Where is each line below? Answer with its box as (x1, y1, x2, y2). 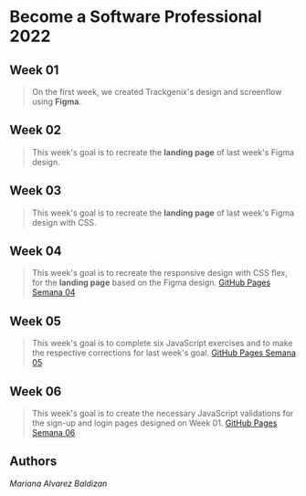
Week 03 (9, 183, 62, 198)
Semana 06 (31, 427, 76, 438)
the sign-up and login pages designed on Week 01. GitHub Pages (31, 417, 278, 428)
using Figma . (31, 96, 82, 107)
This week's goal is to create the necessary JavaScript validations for (31, 408, 294, 419)
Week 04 (9, 244, 62, 259)
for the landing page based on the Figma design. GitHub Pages (31, 277, 271, 289)
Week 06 (9, 384, 62, 399)
